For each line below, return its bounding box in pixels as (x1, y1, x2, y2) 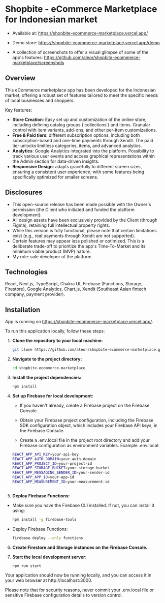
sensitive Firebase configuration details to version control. (5, 592, 123, 598)
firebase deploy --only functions (12, 535, 83, 541)
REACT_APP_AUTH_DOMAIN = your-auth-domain (12, 456, 97, 461)
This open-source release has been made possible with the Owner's (12, 201, 151, 207)
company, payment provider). (5, 291, 66, 297)
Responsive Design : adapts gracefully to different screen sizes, (12, 163, 142, 169)
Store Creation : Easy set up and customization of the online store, (12, 117, 147, 122)
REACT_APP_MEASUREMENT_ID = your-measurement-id (12, 480, 110, 484)
